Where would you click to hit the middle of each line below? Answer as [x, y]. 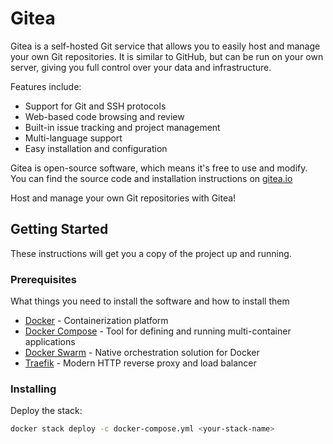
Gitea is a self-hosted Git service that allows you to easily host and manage [165, 46]
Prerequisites [43, 279]
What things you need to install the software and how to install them [150, 301]
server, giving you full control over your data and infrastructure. [141, 67]
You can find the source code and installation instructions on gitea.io [151, 178]
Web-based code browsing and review [104, 116]
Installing [33, 389]
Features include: [46, 86]
